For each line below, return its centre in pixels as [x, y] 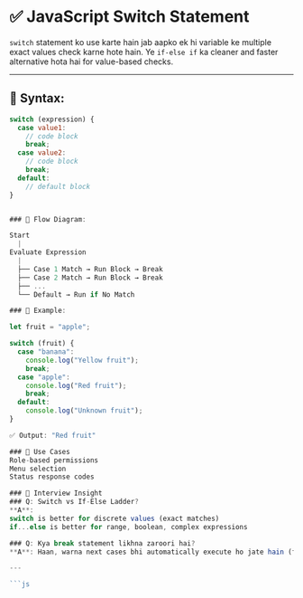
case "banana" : [46, 352]
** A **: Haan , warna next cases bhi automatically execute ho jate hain [147, 552]
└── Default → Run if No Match [76, 294]
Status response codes [52, 477]
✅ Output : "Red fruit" [53, 435]
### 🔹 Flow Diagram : [48, 219]
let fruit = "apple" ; [50, 327]
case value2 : [42, 153]
